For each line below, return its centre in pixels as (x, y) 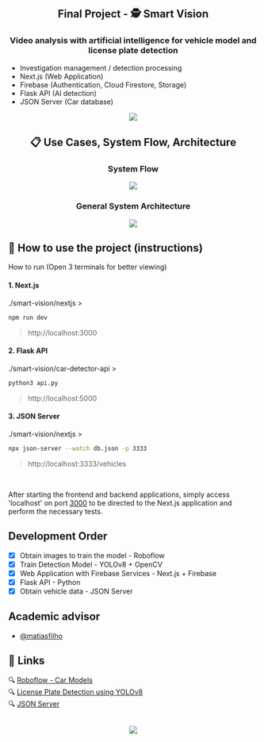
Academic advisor (54, 617)
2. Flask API (28, 351)
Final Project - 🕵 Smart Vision (133, 14)
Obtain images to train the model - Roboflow (92, 556)
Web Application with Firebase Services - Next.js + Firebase (118, 573)
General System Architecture (133, 206)
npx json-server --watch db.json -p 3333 (78, 448)
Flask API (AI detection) (58, 93)
